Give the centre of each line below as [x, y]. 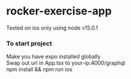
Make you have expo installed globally [53, 57]
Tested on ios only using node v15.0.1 [52, 28]
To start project [29, 43]
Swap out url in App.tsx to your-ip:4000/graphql [66, 63]
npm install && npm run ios [39, 69]
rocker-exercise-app [59, 11]
